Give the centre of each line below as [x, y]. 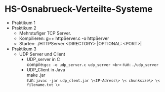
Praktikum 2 [24, 28]
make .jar [36, 75]
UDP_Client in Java [46, 69]
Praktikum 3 [24, 49]
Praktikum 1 [23, 23]
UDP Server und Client [42, 54]
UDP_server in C [43, 59]
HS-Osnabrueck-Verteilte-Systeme [79, 9]
